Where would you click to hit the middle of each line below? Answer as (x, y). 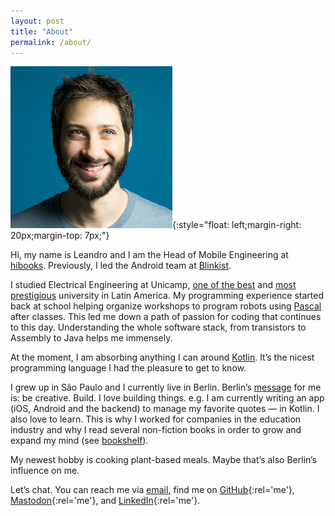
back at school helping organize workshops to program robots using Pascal (166, 306)
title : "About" (42, 31)
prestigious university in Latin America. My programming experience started (167, 296)
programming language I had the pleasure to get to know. (128, 368)
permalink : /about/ (51, 42)
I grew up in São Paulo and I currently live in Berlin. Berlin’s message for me (166, 387)
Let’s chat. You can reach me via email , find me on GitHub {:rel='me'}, (152, 490)
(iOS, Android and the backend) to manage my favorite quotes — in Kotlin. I (165, 409)
